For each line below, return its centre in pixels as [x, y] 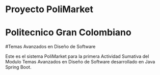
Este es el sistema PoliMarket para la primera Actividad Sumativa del [77, 56]
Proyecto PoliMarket [49, 9]
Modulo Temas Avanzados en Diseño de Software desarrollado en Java [80, 62]
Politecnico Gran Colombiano [68, 33]
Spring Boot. [18, 67]
